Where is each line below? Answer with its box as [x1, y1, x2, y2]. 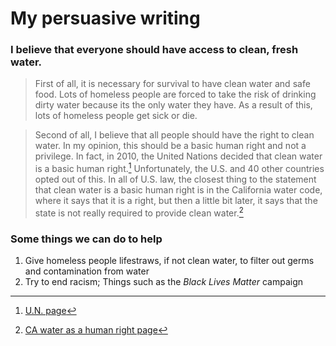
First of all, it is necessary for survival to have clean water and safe [34, 78, 311, 90]
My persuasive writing [10, 7, 201, 30]
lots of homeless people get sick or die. [34, 110, 198, 122]
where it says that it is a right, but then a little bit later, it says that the [34, 195, 318, 207]
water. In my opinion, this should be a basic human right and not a [34, 140, 307, 152]
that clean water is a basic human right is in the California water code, [34, 184, 323, 196]
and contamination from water [24, 265, 150, 277]
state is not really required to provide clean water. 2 [34, 205, 244, 219]
